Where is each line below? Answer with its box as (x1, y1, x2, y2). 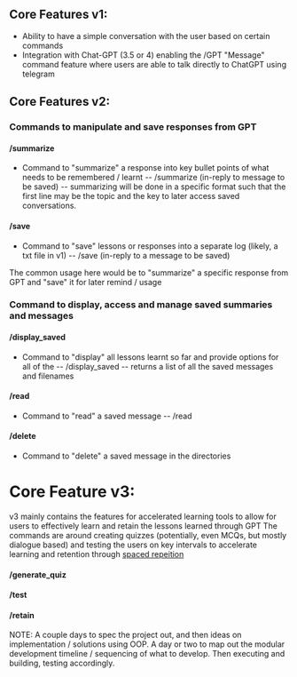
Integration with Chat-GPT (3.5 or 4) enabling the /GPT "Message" (21, 49, 265, 60)
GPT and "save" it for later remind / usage (9, 276, 162, 287)
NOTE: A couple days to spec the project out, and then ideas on (9, 630, 242, 641)
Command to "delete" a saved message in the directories (21, 450, 231, 461)
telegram (21, 68, 55, 79)
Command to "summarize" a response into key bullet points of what (21, 163, 270, 173)
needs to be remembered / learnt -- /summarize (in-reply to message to (21, 172, 285, 183)
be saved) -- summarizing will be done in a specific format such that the (21, 181, 286, 192)
